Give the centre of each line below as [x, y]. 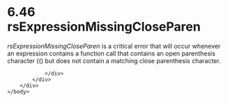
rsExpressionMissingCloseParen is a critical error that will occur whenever [114, 46]
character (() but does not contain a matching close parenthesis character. [114, 60]
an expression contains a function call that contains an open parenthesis [112, 53]
